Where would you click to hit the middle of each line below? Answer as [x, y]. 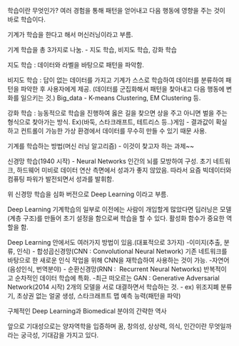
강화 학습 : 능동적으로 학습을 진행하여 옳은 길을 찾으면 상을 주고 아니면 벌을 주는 [118, 113]
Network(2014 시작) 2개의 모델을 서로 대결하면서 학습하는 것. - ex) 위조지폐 [113, 287]
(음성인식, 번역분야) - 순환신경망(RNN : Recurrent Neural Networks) [105, 269]
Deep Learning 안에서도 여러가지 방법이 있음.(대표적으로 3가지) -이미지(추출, [115, 242]
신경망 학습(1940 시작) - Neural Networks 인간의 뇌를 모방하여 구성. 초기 [110, 161]
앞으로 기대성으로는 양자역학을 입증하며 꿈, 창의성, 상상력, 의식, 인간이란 [107, 326]
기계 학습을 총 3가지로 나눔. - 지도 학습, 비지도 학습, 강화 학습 [92, 50]
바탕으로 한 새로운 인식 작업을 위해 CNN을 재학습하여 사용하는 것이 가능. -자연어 [118, 260]
